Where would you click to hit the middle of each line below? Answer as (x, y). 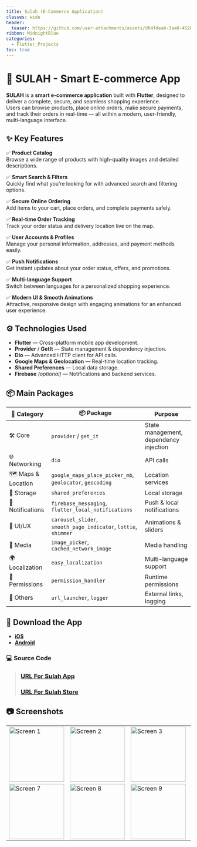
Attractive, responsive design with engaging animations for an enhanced (94, 304)
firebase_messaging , (79, 503)
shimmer (62, 533)
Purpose (167, 414)
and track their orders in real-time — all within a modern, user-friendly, (91, 114)
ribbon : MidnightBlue (33, 33)
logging (155, 601)
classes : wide (23, 17)
